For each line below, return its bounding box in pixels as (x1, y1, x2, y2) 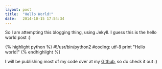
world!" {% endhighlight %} (5, 49, 61, 55)
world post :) (5, 34, 31, 40)
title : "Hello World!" (5, 12, 54, 17)
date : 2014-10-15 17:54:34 (5, 16, 65, 21)
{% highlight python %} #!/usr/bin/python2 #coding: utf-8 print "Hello (5, 44, 145, 50)
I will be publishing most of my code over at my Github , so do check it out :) (5, 59, 158, 65)
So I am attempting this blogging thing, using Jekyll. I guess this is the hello (5, 30, 157, 35)
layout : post (5, 7, 32, 12)
